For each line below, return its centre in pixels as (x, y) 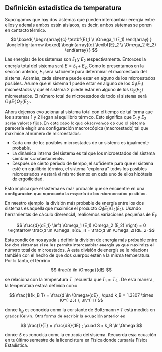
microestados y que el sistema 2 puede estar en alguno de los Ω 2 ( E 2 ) (74, 90)
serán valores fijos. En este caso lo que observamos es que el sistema (75, 123)
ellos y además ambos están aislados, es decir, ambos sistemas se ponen (79, 25)
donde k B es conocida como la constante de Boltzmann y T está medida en (80, 310)
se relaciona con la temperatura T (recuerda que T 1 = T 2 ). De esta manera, (79, 280)
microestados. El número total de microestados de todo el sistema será (76, 96)
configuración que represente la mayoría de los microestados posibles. (76, 194)
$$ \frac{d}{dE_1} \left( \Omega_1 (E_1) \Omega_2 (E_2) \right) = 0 (81, 225)
